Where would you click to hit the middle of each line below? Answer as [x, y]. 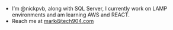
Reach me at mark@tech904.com [53, 21]
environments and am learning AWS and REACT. [71, 15]
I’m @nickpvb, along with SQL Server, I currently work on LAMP [89, 9]
